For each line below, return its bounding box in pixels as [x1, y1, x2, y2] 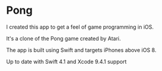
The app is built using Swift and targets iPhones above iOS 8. [6, 46, 157, 54]
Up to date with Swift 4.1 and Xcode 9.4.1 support [6, 58, 127, 65]
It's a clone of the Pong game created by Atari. [6, 35, 121, 42]
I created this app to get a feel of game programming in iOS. [6, 23, 154, 30]
